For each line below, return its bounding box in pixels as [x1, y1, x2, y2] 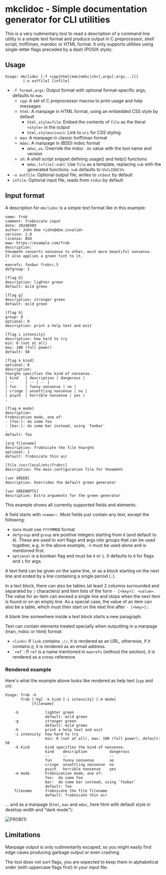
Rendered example [5, 666, 52, 673]
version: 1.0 [5, 231, 32, 237]
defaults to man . [12, 92, 44, 98]
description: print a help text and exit [5, 323, 92, 328]
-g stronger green [14, 718, 77, 724]
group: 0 [5, 315, 23, 320]
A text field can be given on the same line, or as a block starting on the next [5, 567, 160, 573]
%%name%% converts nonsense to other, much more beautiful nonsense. [5, 249, 152, 254]
